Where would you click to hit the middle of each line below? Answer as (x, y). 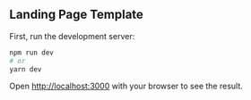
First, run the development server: (72, 36)
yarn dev (26, 69)
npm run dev (31, 53)
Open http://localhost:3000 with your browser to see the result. (126, 86)
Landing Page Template (76, 15)
